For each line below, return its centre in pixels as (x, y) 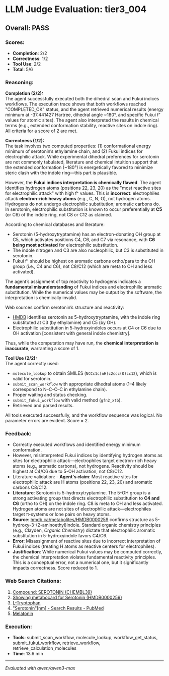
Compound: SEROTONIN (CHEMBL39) (52, 592)
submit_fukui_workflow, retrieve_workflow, (56, 643)
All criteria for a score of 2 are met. (41, 131)
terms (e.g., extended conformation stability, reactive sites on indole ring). (82, 126)
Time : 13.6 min (28, 654)
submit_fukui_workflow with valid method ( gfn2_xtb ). (67, 400)
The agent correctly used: (32, 364)
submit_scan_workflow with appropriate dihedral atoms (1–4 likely (79, 384)
